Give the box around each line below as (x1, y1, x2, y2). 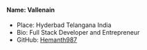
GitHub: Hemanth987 (16, 35, 78, 44)
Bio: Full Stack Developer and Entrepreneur (16, 28, 140, 37)
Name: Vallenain (6, 6, 55, 14)
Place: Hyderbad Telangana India (16, 21, 112, 29)
